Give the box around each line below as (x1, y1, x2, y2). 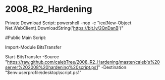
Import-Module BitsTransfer (5, 44, 62, 50)
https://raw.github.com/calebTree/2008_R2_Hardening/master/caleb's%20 (7, 59, 160, 65)
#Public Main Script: (5, 35, 47, 40)
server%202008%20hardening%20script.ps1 (5, 64, 98, 70)
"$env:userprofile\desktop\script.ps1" (5, 69, 82, 75)
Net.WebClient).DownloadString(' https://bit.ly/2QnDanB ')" (5, 25, 124, 31)
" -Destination (98, 64, 127, 70)
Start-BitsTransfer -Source (5, 53, 59, 60)
